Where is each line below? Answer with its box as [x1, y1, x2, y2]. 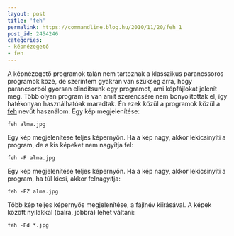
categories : [7, 37, 43, 44]
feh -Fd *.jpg [7, 221, 50, 229]
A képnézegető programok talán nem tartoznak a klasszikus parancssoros [7, 69, 224, 78]
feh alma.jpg [7, 120, 46, 128]
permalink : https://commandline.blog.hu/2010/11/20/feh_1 [7, 23, 182, 30]
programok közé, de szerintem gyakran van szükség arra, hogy [7, 77, 193, 85]
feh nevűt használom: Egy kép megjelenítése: [7, 107, 140, 116]
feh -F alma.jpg [7, 154, 55, 162]
